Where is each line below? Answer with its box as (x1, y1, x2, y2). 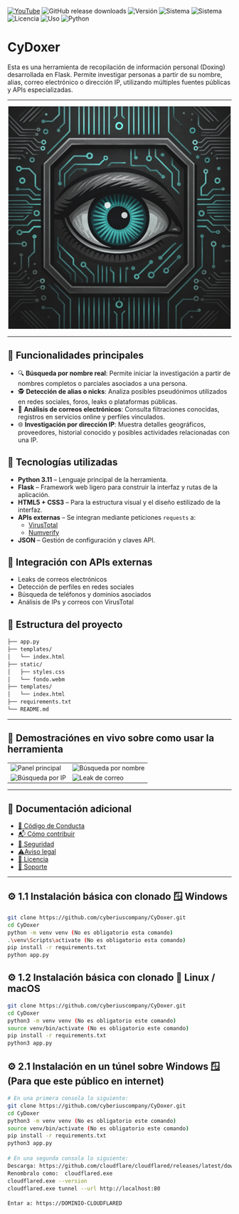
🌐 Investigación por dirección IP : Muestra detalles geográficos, (17, 420, 206, 429)
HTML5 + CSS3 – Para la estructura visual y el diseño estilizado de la (17, 498, 221, 506)
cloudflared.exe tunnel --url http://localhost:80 (7, 1185, 161, 1192)
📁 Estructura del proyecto (7, 618, 123, 630)
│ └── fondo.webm (7, 676, 65, 683)
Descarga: (7, 1162, 37, 1169)
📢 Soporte (17, 862, 48, 872)
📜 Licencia (17, 855, 48, 864)
